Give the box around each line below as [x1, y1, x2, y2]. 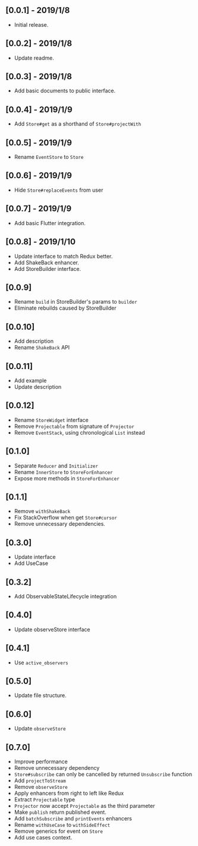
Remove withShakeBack [14, 508, 71, 515]
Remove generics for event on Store [14, 828, 103, 835]
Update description [14, 383, 62, 390]
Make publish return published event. [14, 808, 106, 816]
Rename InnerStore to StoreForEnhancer [14, 468, 114, 476]
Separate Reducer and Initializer [14, 462, 99, 469]
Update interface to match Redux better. [14, 252, 113, 260]
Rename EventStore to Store [14, 154, 84, 161]
